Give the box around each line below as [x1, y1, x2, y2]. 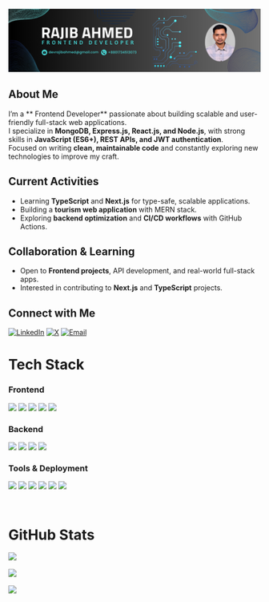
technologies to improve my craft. [8, 152, 119, 161]
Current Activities [8, 175, 99, 188]
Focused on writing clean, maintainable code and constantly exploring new [8, 143, 259, 152]
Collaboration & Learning [8, 245, 135, 259]
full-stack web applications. [35, 117, 127, 127]
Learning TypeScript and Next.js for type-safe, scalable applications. [19, 196, 251, 205]
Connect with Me [8, 306, 96, 320]
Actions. [19, 221, 48, 231]
